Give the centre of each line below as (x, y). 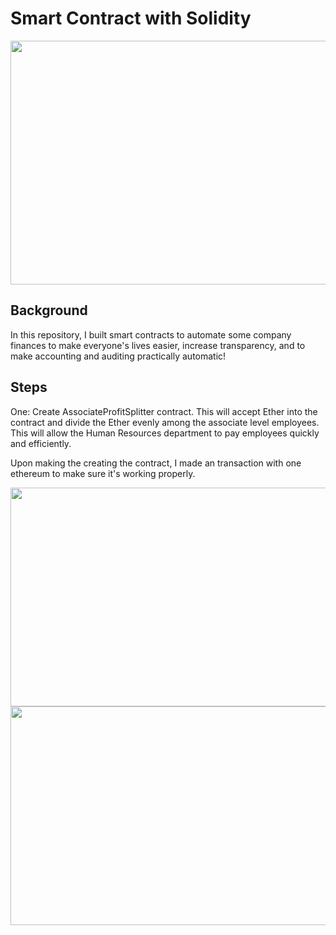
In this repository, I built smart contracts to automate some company (151, 334)
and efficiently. (41, 443)
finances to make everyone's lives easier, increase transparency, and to (158, 345)
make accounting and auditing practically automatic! (118, 356)
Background (49, 310)
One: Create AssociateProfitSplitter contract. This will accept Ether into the (164, 411)
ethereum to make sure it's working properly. (103, 473)
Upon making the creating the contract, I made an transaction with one (156, 463)
